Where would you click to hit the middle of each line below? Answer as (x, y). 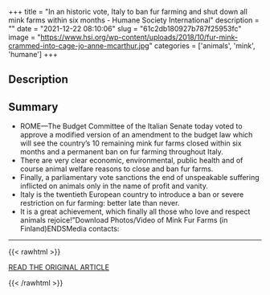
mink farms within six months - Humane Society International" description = (134, 20)
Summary (33, 107)
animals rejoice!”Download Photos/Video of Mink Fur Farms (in (124, 220)
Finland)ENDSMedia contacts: (70, 229)
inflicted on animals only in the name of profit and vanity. (114, 186)
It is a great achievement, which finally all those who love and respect (135, 211)
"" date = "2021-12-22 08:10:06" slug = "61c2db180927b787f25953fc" (125, 29)
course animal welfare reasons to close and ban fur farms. (117, 169)
